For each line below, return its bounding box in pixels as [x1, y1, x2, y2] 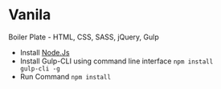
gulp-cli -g [19, 64, 60, 73]
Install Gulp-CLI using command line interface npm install [19, 56, 214, 66]
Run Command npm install [19, 71, 111, 81]
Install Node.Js [19, 47, 70, 57]
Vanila [8, 6, 51, 24]
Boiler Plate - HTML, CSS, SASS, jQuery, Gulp [8, 32, 159, 42]
